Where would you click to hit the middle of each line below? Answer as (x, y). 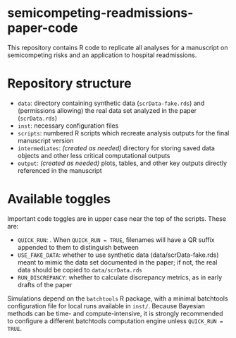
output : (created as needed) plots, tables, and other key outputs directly (122, 163)
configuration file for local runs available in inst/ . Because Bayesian (106, 306)
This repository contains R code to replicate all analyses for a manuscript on (118, 47)
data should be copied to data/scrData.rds (80, 270)
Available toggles (59, 199)
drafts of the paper (45, 284)
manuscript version (45, 140)
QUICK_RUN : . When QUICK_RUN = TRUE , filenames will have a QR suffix (116, 240)
